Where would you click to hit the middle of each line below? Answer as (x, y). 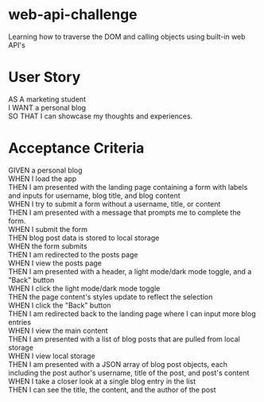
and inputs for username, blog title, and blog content (94, 195)
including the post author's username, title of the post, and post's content (129, 373)
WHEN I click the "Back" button (60, 305)
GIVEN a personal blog (45, 170)
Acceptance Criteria (76, 148)
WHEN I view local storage (52, 356)
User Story (45, 77)
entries (20, 322)
